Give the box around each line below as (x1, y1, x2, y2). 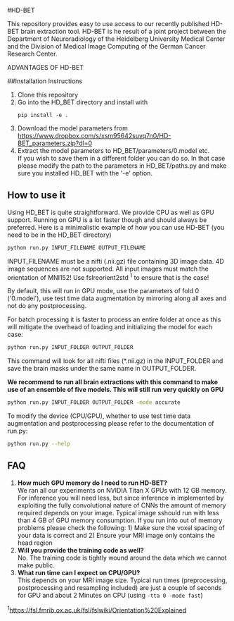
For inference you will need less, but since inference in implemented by (17, 493, 224, 502)
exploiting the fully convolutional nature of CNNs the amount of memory (17, 500, 226, 510)
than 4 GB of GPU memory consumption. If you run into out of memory (17, 516, 223, 524)
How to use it (7, 190, 66, 202)
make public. (17, 560, 55, 570)
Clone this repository (17, 91, 79, 99)
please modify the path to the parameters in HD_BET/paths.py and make (17, 161, 227, 170)
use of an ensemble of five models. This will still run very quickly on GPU (7, 386, 224, 394)
